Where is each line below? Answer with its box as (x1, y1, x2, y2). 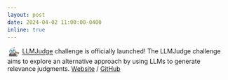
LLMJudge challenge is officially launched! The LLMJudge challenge (22, 47, 221, 55)
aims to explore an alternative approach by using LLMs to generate (7, 57, 201, 66)
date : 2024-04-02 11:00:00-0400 (7, 18, 102, 26)
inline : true (7, 26, 46, 33)
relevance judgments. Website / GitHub (7, 65, 121, 73)
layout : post (7, 11, 46, 18)
